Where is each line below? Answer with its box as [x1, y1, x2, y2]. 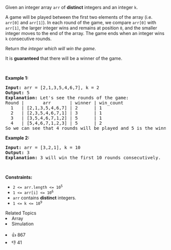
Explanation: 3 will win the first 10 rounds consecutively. [5, 155, 161, 160]
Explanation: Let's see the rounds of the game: [5, 95, 129, 100]
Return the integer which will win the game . [5, 46, 96, 51]
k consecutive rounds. [5, 35, 52, 42]
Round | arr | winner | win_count [5, 100, 124, 105]
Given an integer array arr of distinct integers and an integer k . [5, 5, 138, 10]
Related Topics [5, 210, 37, 216]
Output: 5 [5, 90, 30, 95]
